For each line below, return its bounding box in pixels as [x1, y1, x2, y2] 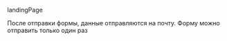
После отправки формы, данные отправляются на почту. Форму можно [7, 19, 220, 27]
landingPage [7, 6, 43, 14]
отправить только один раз [7, 27, 88, 34]
